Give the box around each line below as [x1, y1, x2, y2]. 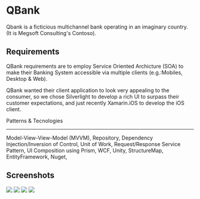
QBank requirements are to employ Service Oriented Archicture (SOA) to [6, 62, 184, 70]
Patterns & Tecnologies [6, 117, 64, 124]
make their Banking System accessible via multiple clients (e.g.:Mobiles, [6, 69, 183, 76]
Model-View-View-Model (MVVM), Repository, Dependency [6, 134, 154, 141]
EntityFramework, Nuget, [6, 153, 67, 160]
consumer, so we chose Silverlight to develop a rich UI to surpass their [6, 93, 180, 100]
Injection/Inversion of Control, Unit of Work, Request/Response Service [6, 140, 181, 147]
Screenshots [6, 170, 55, 181]
